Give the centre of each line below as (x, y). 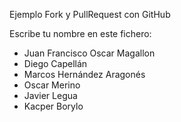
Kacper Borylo (53, 106)
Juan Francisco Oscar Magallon (89, 53)
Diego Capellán (55, 63)
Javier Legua (50, 95)
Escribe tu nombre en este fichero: (80, 33)
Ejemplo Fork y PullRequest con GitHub (90, 14)
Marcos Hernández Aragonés (84, 74)
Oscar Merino (52, 85)
